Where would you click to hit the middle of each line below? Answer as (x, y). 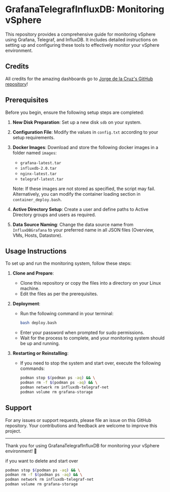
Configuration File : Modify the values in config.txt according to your (85, 132)
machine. (30, 289)
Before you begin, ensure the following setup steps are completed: (75, 112)
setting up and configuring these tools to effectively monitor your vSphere (82, 45)
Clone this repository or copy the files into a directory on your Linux (91, 283)
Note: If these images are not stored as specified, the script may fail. (84, 189)
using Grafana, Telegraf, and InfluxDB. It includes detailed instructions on (81, 40)
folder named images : (35, 152)
